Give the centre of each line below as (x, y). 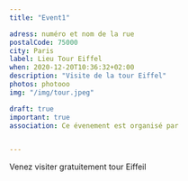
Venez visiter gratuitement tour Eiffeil (78, 167)
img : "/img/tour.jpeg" (52, 92)
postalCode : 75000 (44, 42)
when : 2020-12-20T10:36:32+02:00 (72, 68)
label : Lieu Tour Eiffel (56, 59)
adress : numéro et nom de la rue (72, 34)
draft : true (31, 109)
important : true (40, 117)
